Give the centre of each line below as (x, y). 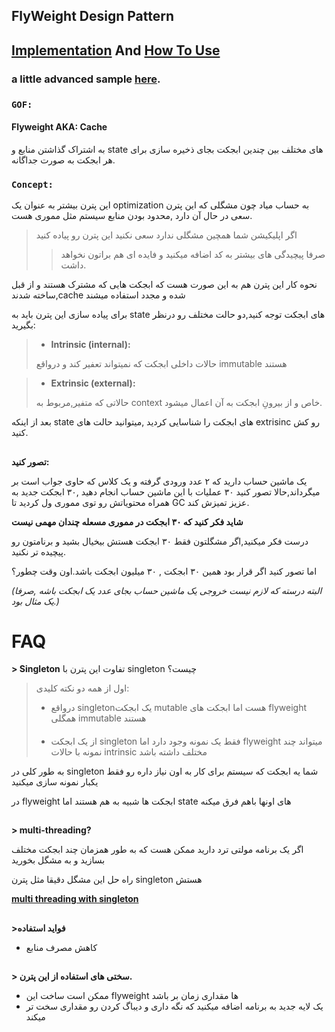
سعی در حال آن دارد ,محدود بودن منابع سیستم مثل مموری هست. (132, 216)
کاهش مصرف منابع (61, 947)
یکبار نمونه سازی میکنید (55, 782)
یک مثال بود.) (35, 601)
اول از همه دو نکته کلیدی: (82, 688)
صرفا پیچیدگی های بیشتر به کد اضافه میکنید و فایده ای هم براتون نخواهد (193, 255)
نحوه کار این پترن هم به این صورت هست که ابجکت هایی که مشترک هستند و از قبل (164, 285)
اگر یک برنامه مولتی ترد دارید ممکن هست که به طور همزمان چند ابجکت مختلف (157, 850)
